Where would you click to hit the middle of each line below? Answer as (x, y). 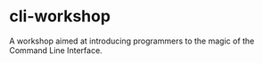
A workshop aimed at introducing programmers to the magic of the (132, 41)
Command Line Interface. (56, 50)
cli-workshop (60, 16)
